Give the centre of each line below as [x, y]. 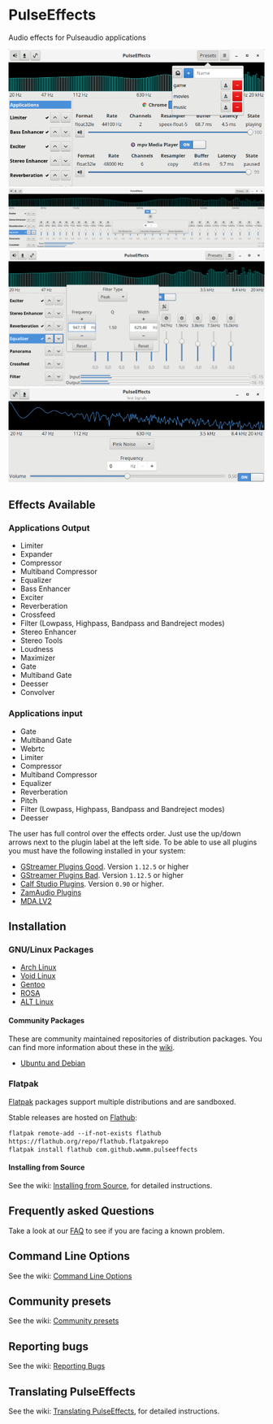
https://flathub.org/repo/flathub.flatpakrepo [89, 1141]
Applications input [45, 714]
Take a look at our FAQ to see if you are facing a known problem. [117, 1231]
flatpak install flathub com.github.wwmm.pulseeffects [103, 1149]
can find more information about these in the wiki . [92, 1047]
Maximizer [37, 658]
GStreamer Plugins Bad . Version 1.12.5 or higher [102, 875]
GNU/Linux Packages [51, 949]
